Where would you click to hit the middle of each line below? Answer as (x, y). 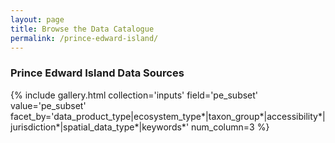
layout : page (37, 19)
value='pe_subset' (48, 105)
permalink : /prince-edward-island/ (84, 38)
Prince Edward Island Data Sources (97, 73)
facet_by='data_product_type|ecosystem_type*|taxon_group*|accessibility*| (168, 116)
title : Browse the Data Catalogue (82, 29)
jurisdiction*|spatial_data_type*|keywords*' (100, 127)
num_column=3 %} (230, 127)
